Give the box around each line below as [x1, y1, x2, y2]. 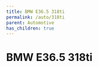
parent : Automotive [6, 20, 55, 25]
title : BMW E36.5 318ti [6, 8, 65, 15]
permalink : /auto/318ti [6, 14, 65, 20]
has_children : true [6, 25, 55, 31]
